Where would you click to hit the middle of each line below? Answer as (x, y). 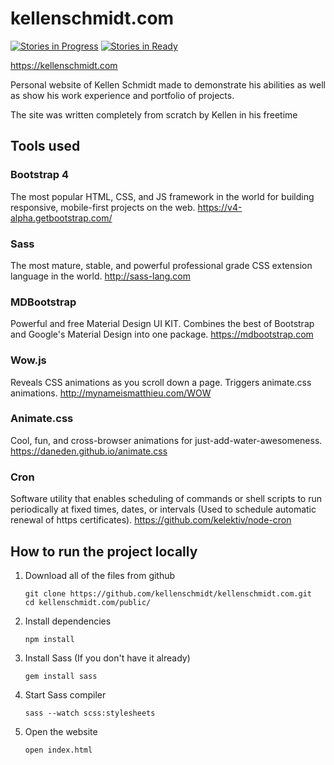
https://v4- (220, 207)
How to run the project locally (104, 551)
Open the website (61, 731)
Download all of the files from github (100, 575)
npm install (49, 639)
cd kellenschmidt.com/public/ (88, 602)
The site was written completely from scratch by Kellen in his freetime (154, 114)
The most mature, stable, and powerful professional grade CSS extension (161, 265)
